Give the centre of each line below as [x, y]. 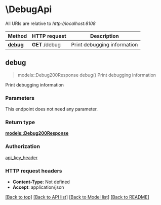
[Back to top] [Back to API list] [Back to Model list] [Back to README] [77, 197]
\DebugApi [29, 9]
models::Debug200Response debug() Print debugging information [87, 75]
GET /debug [46, 44]
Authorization [23, 147]
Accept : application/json [38, 187]
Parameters [20, 98]
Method [17, 36]
